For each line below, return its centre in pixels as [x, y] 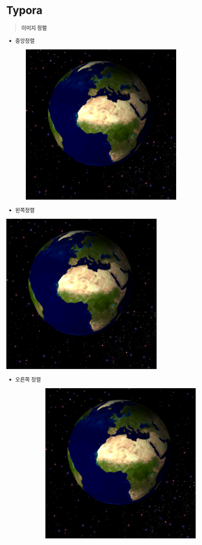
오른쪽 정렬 [28, 379]
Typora [24, 11]
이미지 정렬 [34, 28]
